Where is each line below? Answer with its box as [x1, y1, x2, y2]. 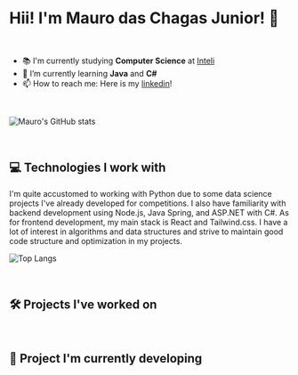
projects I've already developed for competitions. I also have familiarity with [9, 198, 286, 208]
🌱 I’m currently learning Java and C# [21, 68, 157, 78]
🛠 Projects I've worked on [9, 298, 157, 313]
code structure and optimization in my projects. [9, 235, 182, 246]
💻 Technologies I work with [9, 160, 166, 175]
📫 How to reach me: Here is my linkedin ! [21, 77, 173, 88]
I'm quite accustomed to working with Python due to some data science [9, 188, 273, 199]
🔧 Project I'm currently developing [9, 351, 203, 366]
